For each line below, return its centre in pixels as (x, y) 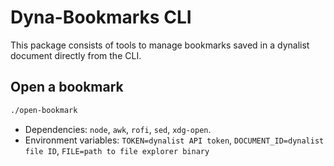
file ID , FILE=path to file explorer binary (117, 150)
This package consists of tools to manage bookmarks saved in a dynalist (160, 45)
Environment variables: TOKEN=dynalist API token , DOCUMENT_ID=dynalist (174, 140)
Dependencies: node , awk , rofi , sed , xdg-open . (118, 129)
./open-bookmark (44, 110)
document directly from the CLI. (76, 55)
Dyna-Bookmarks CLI (101, 17)
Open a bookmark (67, 87)
